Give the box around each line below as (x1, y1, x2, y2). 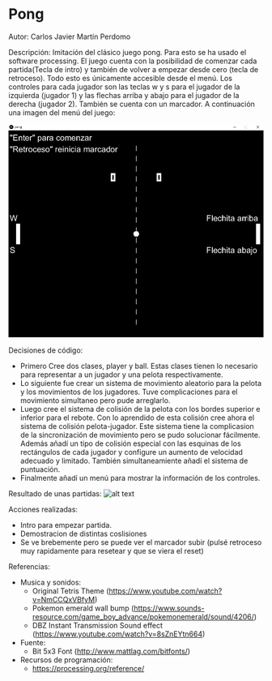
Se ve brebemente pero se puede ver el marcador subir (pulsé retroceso (19, 538, 262, 547)
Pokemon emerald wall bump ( (32, 603, 134, 613)
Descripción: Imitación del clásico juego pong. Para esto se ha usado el (8, 47, 247, 57)
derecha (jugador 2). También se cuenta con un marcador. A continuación (8, 99, 255, 109)
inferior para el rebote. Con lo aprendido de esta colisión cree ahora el (19, 413, 255, 422)
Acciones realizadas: (8, 504, 79, 515)
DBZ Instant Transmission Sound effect (32, 621, 164, 631)
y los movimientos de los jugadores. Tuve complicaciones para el (19, 387, 238, 397)
